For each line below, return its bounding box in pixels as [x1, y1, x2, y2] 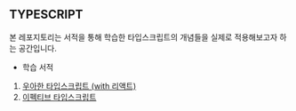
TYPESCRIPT [9, 7, 84, 22]
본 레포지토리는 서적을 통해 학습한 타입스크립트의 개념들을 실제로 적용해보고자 [9, 31, 278, 43]
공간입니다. [18, 43, 58, 53]
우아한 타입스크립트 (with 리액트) [21, 80, 137, 91]
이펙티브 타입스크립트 [21, 91, 97, 102]
